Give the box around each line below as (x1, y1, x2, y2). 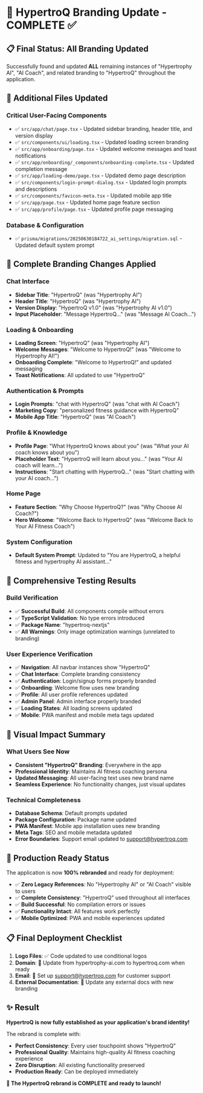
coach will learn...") (14, 461, 63, 469)
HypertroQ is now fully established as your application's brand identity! (6, 1018, 190, 1026)
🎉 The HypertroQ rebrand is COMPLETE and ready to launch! (6, 1079, 162, 1087)
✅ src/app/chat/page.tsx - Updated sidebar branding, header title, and (14, 125, 193, 132)
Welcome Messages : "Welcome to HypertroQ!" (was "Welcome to (14, 346, 181, 353)
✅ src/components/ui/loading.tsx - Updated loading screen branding (14, 138, 189, 145)
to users (14, 887, 36, 895)
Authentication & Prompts (6, 386, 84, 395)
